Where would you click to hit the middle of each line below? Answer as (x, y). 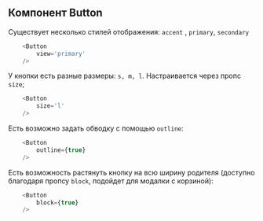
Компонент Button (56, 13)
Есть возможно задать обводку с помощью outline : (96, 128)
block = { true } (58, 203)
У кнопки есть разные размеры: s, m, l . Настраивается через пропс (125, 76)
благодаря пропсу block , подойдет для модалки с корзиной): (111, 181)
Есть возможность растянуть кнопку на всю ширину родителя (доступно (131, 172)
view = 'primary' (61, 53)
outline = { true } (61, 150)
